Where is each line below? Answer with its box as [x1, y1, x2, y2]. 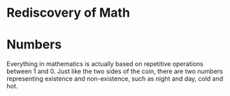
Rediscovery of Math [6, 5, 131, 21]
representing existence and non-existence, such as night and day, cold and [6, 74, 224, 83]
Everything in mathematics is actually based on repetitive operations [6, 60, 203, 68]
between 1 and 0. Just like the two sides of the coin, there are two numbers [6, 67, 223, 76]
